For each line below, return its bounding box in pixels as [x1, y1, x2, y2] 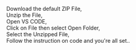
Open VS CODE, [6, 18, 47, 25]
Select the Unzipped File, [6, 31, 70, 38]
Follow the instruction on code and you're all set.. [6, 37, 130, 44]
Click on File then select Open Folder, [6, 24, 101, 31]
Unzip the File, [6, 11, 43, 19]
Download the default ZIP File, [6, 5, 82, 12]
